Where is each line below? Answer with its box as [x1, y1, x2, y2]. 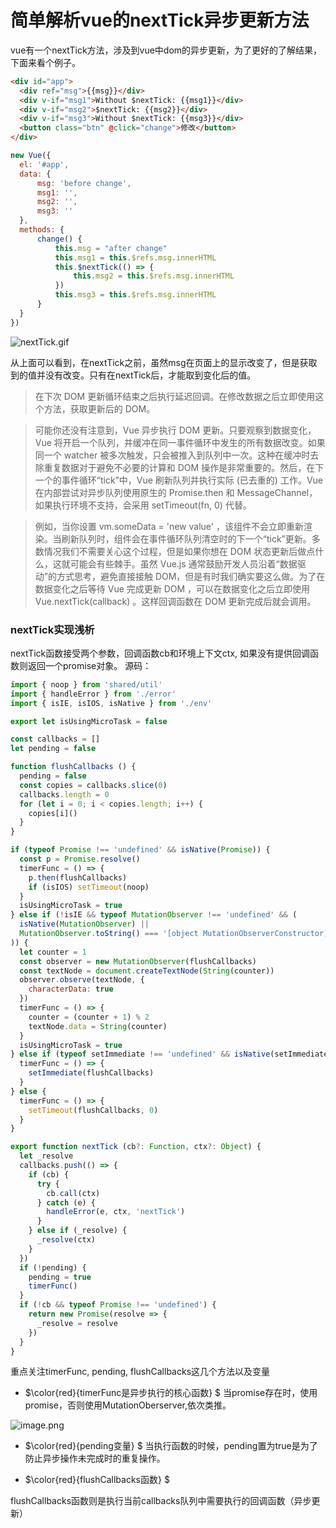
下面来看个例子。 [10, 56, 81, 68]
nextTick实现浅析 [10, 622, 95, 636]
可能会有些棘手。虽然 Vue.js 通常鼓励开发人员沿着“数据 [69, 557, 298, 570]
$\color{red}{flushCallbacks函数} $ [24, 1474, 170, 1486]
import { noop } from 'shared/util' [10, 679, 163, 690]
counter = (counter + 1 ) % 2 [28, 1012, 150, 1022]
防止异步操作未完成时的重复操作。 [24, 1452, 166, 1465]
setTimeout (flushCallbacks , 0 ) [28, 1105, 159, 1115]
